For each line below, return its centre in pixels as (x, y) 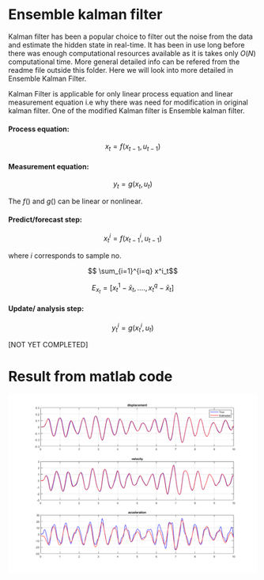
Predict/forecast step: (45, 219)
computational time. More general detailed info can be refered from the (124, 62)
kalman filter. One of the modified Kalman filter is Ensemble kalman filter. (126, 110)
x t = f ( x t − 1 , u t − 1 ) (133, 147)
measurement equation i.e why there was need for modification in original (128, 102)
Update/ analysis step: (46, 308)
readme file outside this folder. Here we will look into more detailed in (121, 70)
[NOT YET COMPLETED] (48, 345)
